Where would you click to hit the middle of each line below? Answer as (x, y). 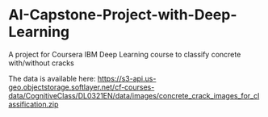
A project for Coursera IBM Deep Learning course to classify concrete (125, 54)
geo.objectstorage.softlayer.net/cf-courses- (82, 87)
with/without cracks (41, 63)
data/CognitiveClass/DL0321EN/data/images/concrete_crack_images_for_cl (134, 95)
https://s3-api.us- (127, 78)
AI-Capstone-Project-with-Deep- (123, 15)
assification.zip (33, 104)
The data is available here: (52, 78)
